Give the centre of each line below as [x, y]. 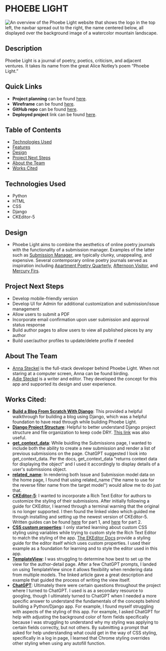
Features [21, 147]
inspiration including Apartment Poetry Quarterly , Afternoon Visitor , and [85, 265]
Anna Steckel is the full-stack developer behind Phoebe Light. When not [86, 368]
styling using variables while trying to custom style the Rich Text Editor [84, 533]
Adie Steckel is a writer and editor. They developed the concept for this [84, 379]
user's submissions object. [40, 469]
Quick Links [24, 87]
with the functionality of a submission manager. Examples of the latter [83, 250]
